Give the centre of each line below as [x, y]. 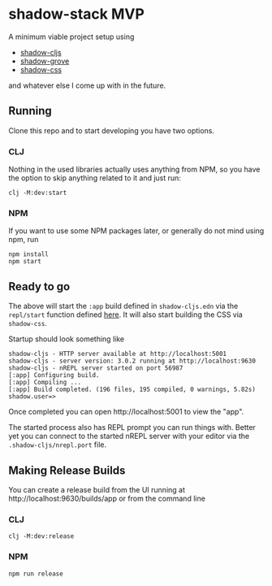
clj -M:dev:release [41, 536]
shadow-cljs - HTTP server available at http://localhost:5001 [118, 354]
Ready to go [39, 286]
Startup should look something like [66, 339]
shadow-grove [45, 61]
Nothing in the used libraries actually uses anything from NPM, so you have [134, 169]
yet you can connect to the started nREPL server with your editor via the [129, 436]
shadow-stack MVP [76, 14]
